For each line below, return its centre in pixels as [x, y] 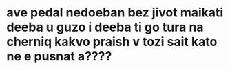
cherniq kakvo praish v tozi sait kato [112, 42]
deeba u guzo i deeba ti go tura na [105, 27]
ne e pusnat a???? [59, 57]
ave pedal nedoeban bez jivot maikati [115, 13]
